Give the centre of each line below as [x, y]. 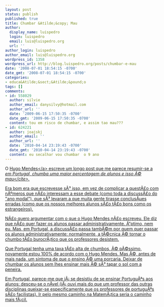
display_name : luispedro [35, 32]
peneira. [13, 269]
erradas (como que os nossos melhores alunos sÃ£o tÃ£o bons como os [78, 204]
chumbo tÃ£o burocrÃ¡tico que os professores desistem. [62, 239]
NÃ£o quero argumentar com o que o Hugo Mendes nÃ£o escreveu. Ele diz [81, 218]
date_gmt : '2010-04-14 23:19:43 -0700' [50, 150]
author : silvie [25, 100]
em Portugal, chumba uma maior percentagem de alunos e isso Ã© [73, 173]
